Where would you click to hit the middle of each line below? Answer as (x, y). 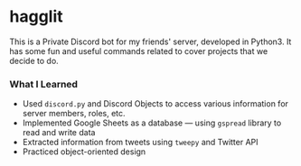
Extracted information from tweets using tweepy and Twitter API (141, 143)
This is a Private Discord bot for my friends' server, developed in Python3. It (150, 41)
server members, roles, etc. (74, 114)
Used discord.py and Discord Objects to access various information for (155, 104)
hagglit (36, 17)
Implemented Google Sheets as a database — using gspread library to (152, 123)
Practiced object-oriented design (84, 152)
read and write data (59, 133)
